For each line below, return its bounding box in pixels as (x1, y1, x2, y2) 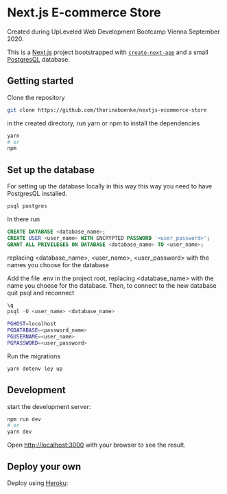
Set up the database (7, 164, 95, 175)
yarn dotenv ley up (7, 365, 63, 372)
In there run (7, 214, 40, 223)
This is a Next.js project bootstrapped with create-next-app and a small (7, 48, 208, 56)
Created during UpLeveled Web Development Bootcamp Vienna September (7, 27, 220, 36)
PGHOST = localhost (7, 321, 57, 328)
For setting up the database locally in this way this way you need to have (7, 182, 213, 190)
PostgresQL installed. (7, 190, 67, 198)
